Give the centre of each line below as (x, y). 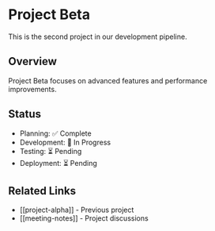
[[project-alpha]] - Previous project (77, 210)
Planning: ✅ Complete (56, 133)
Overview (33, 62)
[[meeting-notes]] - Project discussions (84, 218)
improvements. (32, 89)
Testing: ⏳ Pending (51, 151)
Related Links (42, 191)
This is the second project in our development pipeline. (98, 37)
